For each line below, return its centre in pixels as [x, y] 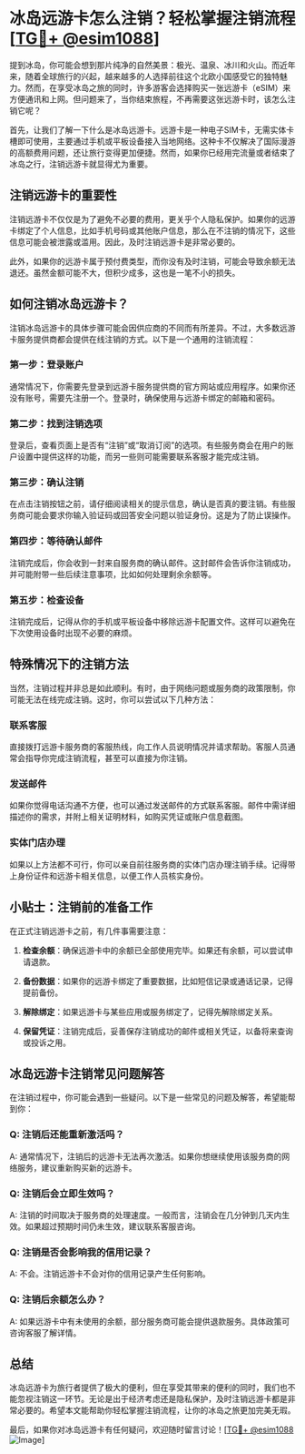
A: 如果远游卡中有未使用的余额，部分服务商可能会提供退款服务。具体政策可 [150, 1321]
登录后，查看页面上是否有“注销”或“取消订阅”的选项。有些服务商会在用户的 [148, 445]
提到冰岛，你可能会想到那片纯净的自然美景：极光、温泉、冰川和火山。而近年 [152, 65]
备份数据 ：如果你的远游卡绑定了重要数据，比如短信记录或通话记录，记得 [157, 981]
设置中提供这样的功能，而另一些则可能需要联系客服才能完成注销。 [140, 457]
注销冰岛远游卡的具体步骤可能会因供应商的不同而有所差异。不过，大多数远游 [152, 328]
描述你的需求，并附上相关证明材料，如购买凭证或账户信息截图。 [128, 817]
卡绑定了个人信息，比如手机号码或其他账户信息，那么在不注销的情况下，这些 [152, 230]
